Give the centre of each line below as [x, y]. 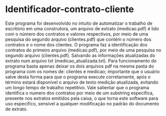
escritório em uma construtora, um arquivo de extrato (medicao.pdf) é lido [82, 28]
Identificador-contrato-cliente [70, 9]
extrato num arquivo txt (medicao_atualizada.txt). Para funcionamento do [81, 61]
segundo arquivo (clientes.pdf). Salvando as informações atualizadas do [80, 55]
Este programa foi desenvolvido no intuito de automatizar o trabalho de [79, 23]
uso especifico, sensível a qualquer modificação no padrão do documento [82, 103]
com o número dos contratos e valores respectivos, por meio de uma [77, 34]
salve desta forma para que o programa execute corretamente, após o [78, 77]
